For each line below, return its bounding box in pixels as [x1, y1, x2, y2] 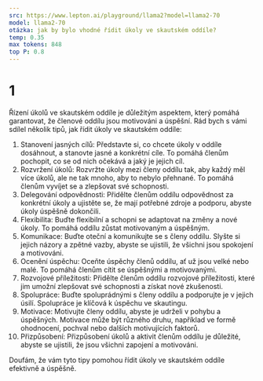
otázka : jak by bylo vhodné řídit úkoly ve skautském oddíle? [9, 26, 217, 34]
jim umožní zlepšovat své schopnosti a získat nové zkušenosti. [20, 281, 223, 291]
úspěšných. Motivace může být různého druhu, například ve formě [20, 315, 236, 324]
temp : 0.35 [9, 33, 45, 42]
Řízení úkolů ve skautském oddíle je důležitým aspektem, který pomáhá [9, 108, 240, 117]
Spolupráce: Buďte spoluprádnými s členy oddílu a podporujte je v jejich [20, 290, 254, 299]
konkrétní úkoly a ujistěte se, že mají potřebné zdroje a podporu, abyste [20, 198, 252, 207]
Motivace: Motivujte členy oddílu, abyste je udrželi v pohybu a [20, 306, 221, 316]
